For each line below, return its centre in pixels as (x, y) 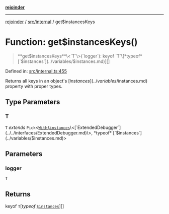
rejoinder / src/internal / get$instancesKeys (50, 22)
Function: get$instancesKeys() (71, 42)
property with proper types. (34, 86)
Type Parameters (33, 102)
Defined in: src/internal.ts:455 (36, 71)
